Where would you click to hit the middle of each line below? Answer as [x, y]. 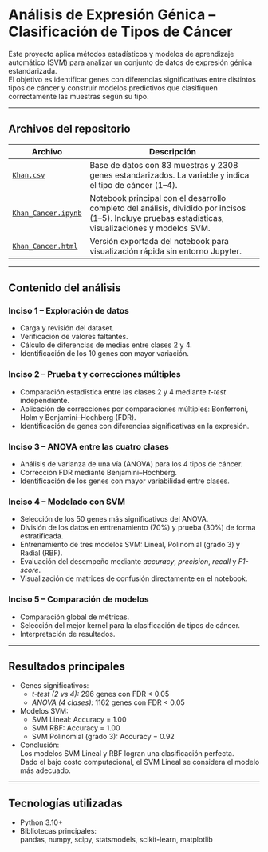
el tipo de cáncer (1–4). [134, 185]
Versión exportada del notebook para [159, 241]
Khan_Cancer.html [45, 246]
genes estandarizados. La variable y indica [169, 175]
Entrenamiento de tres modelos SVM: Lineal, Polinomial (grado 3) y [130, 545]
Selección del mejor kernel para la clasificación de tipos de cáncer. [130, 625]
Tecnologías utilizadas [65, 803]
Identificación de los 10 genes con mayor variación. [104, 354]
